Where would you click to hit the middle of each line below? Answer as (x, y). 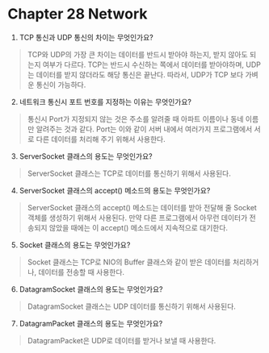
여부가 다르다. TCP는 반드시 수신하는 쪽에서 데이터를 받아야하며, (143, 64)
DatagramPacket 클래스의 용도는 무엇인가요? (91, 323)
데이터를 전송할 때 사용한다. (82, 272)
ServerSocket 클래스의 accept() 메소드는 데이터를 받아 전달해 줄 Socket (142, 207)
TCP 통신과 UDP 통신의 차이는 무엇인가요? (86, 37)
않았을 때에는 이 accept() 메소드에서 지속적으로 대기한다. (138, 227)
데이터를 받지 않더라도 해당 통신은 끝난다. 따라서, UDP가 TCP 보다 (140, 74)
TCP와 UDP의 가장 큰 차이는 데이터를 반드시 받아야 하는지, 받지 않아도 (137, 54)
